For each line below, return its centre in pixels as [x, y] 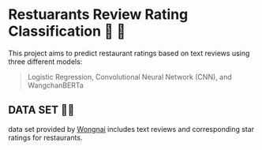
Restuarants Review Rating [98, 15]
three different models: [45, 62]
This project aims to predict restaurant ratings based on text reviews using [129, 53]
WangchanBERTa [56, 85]
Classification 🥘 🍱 [67, 31]
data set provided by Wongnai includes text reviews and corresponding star [131, 129]
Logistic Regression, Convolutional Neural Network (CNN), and [129, 77]
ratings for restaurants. [45, 137]
